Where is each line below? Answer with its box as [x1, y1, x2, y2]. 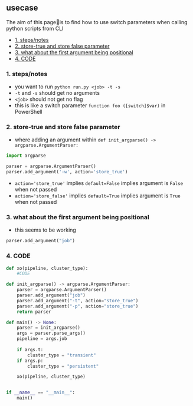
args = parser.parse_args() [17, 331, 86, 336]
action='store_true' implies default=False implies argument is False [14, 180, 184, 187]
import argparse [6, 153, 46, 159]
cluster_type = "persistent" [27, 363, 99, 369]
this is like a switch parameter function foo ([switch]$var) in [14, 102, 166, 109]
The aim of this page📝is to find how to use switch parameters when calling [6, 18, 188, 25]
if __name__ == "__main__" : [6, 390, 76, 395]
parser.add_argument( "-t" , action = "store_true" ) [17, 298, 139, 303]
